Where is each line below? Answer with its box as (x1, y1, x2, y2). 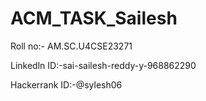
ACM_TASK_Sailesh (10, 7, 178, 30)
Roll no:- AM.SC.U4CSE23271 (10, 40, 133, 52)
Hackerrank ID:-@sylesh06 (10, 78, 123, 91)
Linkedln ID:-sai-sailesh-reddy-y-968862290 (10, 59, 197, 71)
